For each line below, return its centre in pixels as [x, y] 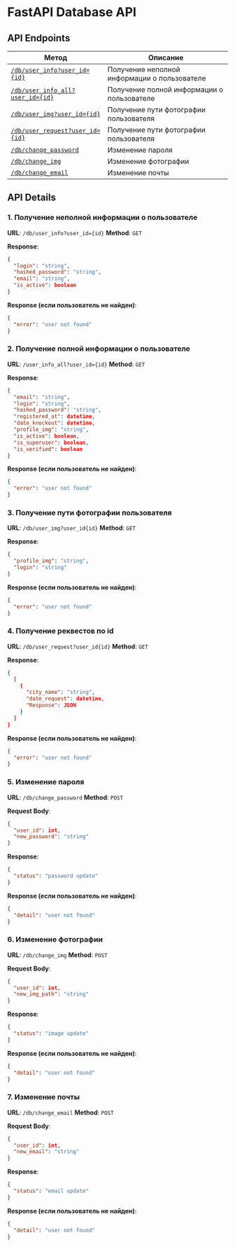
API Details [31, 198]
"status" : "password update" [56, 876]
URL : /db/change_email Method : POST [60, 1112]
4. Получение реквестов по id [60, 631]
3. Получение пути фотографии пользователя [90, 513]
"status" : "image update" [51, 1033]
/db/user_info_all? [43, 91]
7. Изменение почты [44, 1097]
